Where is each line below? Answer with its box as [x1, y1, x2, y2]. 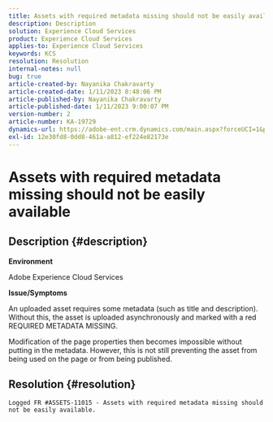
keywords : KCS [8, 50, 57, 58]
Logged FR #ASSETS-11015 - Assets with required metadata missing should [8, 399, 264, 407]
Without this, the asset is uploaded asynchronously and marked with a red [8, 312, 257, 322]
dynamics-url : [8, 125, 57, 133]
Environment [8, 256, 53, 266]
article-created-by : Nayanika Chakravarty [8, 80, 154, 88]
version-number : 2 [8, 111, 71, 119]
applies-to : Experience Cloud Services [8, 42, 144, 50]
